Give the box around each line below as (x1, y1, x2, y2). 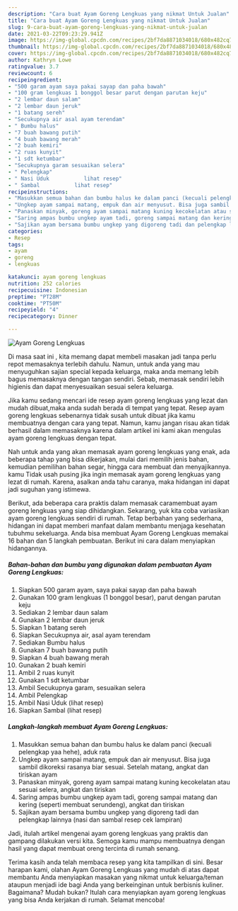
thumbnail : (8, 43, 40, 50)
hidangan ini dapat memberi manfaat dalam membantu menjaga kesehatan (8, 521, 225, 530)
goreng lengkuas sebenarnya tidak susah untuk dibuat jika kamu (8, 412, 196, 419)
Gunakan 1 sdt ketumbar (18, 676, 90, 684)
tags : (8, 241, 24, 248)
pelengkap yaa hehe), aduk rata (18, 747, 112, 756)
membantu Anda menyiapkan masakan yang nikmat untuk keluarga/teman (8, 873, 224, 881)
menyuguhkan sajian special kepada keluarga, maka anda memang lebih (8, 368, 219, 375)
